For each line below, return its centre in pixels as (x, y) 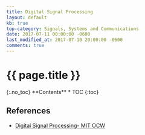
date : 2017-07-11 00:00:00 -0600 (48, 34)
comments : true (25, 46)
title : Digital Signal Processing (50, 12)
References (28, 111)
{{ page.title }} (43, 75)
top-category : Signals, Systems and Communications (72, 29)
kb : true (17, 23)
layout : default (27, 17)
